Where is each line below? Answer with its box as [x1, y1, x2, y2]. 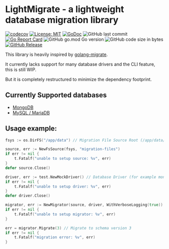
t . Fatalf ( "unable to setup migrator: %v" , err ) [14, 212, 116, 217]
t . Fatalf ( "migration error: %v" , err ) [14, 235, 96, 240]
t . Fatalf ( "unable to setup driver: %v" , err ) [14, 184, 112, 189]
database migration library [5, 14, 119, 26]
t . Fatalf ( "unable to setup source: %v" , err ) [14, 156, 112, 161]
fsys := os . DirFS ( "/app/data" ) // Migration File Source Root [5, 138, 138, 143]
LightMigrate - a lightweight [5, 4, 124, 15]
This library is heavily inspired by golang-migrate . [5, 51, 108, 57]
